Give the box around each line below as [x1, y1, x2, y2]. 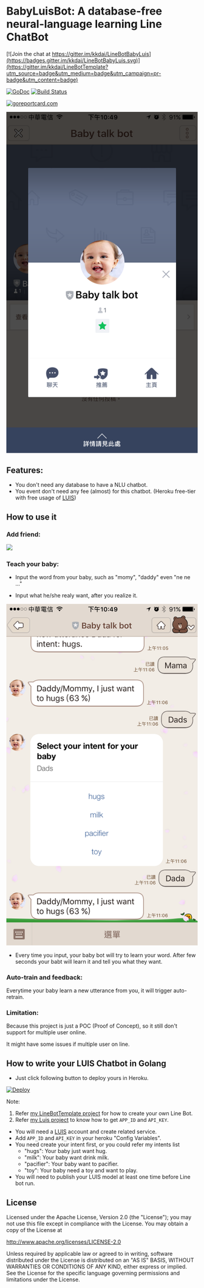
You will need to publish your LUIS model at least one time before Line [15, 1173, 191, 1181]
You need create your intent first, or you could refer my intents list [15, 1141, 180, 1148]
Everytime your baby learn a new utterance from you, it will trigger [6, 987, 172, 994]
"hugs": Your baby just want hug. [24, 1147, 107, 1155]
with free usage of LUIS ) [15, 494, 76, 501]
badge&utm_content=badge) [6, 76, 78, 83]
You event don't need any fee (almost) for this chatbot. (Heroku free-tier [15, 488, 196, 495]
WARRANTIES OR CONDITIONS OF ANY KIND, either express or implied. [6, 1263, 187, 1270]
